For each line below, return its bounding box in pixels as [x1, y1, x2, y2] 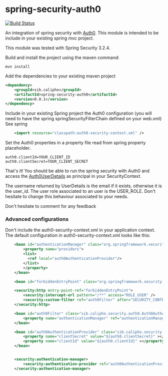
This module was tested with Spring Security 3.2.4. [5, 45, 110, 51]
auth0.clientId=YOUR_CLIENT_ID [5, 155, 70, 160]
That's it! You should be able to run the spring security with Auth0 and [5, 168, 150, 174]
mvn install [5, 64, 30, 69]
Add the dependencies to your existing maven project [5, 73, 116, 79]
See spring [5, 121, 27, 127]
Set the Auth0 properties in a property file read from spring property [5, 140, 146, 146]
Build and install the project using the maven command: [5, 54, 120, 61]
